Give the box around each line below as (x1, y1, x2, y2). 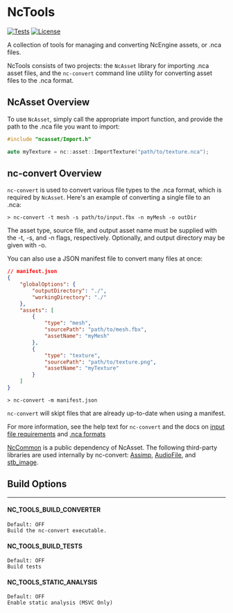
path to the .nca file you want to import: (7, 122, 120, 131)
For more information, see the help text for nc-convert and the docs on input (7, 422, 225, 431)
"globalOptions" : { (19, 281, 76, 288)
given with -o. (7, 241, 47, 250)
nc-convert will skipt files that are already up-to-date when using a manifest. (7, 409, 226, 417)
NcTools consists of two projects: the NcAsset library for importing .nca (7, 61, 209, 70)
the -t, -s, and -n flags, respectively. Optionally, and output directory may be (7, 234, 225, 242)
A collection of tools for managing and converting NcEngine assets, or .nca (7, 40, 222, 49)
